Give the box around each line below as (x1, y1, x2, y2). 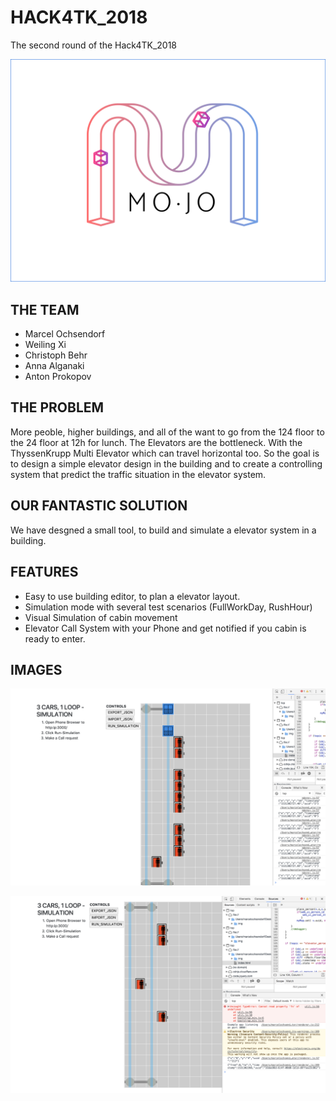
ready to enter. (24, 632, 86, 645)
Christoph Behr (24, 349, 88, 361)
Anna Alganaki (24, 360, 85, 372)
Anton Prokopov (24, 371, 92, 383)
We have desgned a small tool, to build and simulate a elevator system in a (10, 524, 317, 536)
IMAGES (10, 661, 63, 678)
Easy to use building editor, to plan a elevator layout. (24, 590, 241, 602)
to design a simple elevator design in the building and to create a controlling (10, 457, 323, 470)
